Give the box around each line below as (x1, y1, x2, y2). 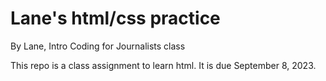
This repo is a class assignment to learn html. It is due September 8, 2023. (10, 59, 317, 71)
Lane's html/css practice (10, 7, 221, 30)
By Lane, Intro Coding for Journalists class (10, 40, 186, 52)
